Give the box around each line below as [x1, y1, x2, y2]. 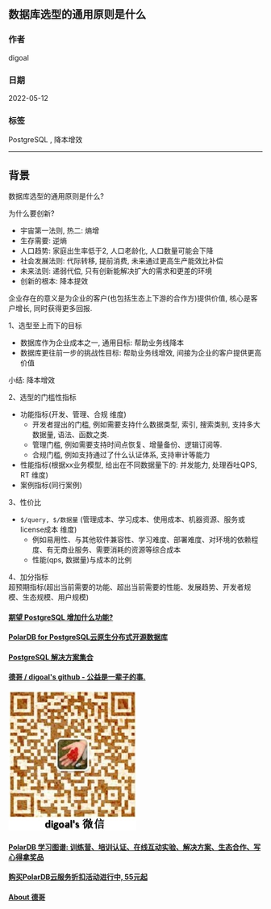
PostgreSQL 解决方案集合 [8, 652, 94, 662]
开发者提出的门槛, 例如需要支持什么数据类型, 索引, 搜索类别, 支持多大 [31, 419, 261, 430]
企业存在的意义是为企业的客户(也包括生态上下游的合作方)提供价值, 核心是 [8, 293, 252, 303]
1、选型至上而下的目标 [8, 321, 82, 330]
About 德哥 [8, 892, 46, 902]
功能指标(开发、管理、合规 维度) [19, 410, 127, 419]
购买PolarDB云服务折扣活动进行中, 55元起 [8, 872, 148, 882]
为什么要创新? [8, 208, 55, 218]
